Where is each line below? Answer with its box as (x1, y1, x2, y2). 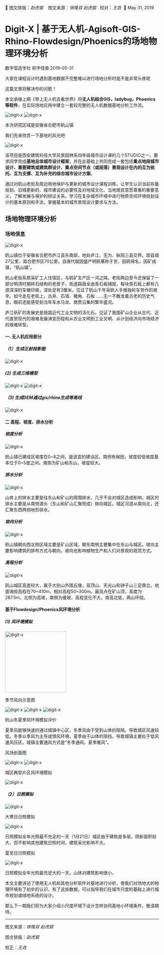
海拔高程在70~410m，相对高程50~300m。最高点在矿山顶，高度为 (9, 588, 143, 594)
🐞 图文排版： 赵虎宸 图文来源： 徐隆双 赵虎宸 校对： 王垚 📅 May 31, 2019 (5, 5, 154, 10)
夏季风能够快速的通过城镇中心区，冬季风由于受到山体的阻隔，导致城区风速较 (5, 727, 159, 733)
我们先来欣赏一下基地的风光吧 (5, 132, 65, 138)
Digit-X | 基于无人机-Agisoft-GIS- (5, 24, 141, 35)
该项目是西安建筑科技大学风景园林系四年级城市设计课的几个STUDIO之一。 (5, 152, 154, 158)
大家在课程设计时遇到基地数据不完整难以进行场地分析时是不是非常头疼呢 (5, 75, 150, 81)
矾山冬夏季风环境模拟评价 (5, 717, 57, 723)
